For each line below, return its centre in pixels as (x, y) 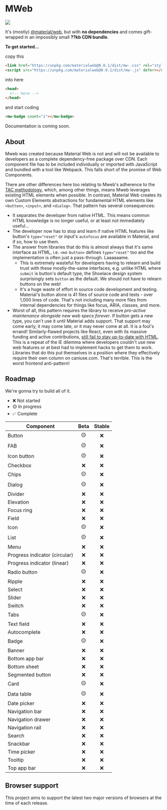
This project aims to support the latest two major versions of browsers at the (83, 798)
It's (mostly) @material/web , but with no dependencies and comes (74, 32)
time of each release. (27, 803)
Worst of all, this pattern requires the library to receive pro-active (79, 310)
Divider (16, 494)
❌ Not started (26, 401)
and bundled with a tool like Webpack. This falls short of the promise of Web (83, 169)
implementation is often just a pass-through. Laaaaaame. (71, 257)
